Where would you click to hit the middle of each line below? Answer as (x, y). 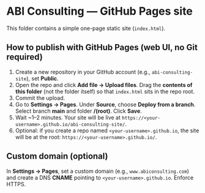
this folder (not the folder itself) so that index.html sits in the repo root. (105, 91)
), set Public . (43, 78)
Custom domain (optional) (57, 157)
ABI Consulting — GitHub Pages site (99, 11)
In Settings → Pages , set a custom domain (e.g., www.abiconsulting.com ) (98, 171)
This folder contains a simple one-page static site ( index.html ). (86, 28)
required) (24, 57)
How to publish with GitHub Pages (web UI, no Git (102, 47)
